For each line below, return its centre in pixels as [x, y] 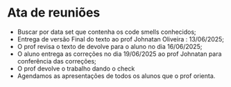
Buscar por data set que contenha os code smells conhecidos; [106, 32]
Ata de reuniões [54, 13]
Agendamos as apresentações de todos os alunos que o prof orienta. [116, 76]
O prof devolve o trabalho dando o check [76, 68]
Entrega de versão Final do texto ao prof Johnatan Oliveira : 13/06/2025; [120, 39]
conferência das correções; [57, 61]
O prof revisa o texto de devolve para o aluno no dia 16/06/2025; [110, 46]
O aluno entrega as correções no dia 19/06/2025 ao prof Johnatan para [119, 54]
